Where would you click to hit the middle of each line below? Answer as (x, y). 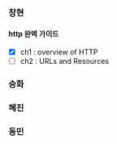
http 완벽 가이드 (34, 33)
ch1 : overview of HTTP (59, 52)
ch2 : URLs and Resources (65, 61)
